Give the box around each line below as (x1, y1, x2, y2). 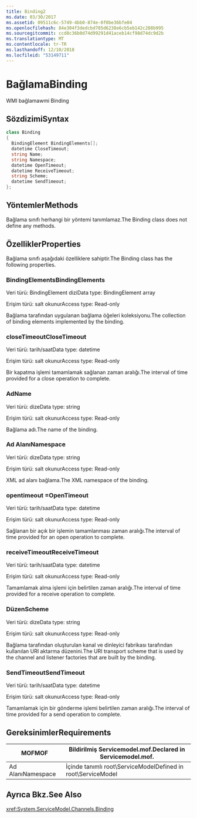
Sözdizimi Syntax (6, 114, 69, 124)
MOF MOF (21, 749, 49, 757)
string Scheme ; (11, 173, 49, 179)
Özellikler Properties (6, 239, 81, 250)
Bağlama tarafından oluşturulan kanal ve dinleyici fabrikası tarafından (6, 641, 173, 648)
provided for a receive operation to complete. (6, 591, 116, 598)
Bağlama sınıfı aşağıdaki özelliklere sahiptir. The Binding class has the (6, 255, 173, 262)
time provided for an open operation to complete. (6, 534, 125, 541)
